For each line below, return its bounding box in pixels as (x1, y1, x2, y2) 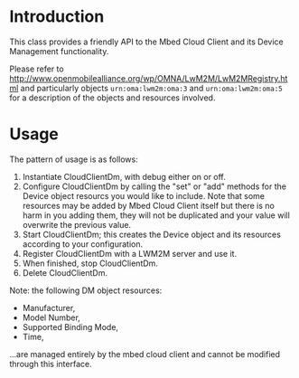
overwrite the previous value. (22, 219, 132, 230)
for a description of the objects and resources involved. (9, 92, 216, 103)
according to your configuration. (22, 238, 143, 250)
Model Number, (22, 312, 81, 323)
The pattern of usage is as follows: (9, 154, 138, 165)
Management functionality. (9, 45, 109, 56)
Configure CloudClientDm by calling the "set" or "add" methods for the (22, 181, 287, 192)
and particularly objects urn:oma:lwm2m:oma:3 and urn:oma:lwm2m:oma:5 (20, 82, 283, 93)
